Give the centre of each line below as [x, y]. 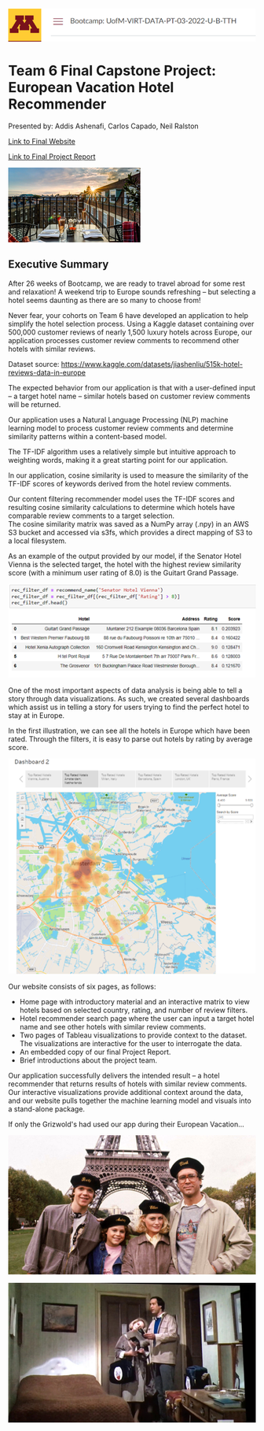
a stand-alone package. [46, 1109]
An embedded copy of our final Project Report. [95, 1052]
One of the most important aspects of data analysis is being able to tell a [125, 690]
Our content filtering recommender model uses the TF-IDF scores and [121, 499]
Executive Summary [59, 264]
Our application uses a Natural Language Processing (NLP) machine [118, 420]
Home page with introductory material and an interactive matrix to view [134, 1001]
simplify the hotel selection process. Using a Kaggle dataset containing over [131, 324]
